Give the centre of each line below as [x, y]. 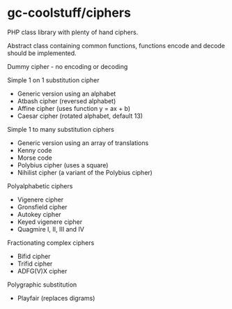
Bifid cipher [34, 256]
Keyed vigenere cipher [50, 222]
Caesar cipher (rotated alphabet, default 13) [80, 116]
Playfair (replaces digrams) [56, 298]
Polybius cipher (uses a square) [63, 165]
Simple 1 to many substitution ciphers [61, 129]
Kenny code [34, 150]
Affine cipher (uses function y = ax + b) [74, 108]
